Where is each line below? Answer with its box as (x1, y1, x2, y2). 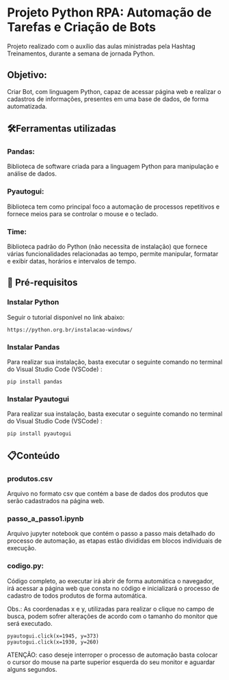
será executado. (7, 619, 53, 627)
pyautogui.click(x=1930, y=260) (7, 638, 99, 646)
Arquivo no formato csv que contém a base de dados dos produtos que (7, 489, 208, 497)
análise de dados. (7, 169, 57, 178)
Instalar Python (7, 297, 59, 307)
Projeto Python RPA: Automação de (7, 5, 212, 21)
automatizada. (7, 102, 48, 110)
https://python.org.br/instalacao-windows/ (7, 326, 133, 333)
